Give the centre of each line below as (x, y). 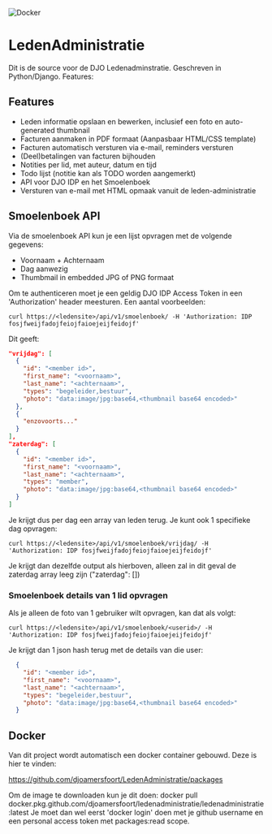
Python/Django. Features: (51, 76)
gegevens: (26, 244)
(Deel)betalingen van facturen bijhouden (88, 156)
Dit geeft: (24, 339)
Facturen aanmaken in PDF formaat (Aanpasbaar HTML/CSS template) (138, 139)
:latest (19, 813)
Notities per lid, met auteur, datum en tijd (88, 164)
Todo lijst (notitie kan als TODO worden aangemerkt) (108, 173)
